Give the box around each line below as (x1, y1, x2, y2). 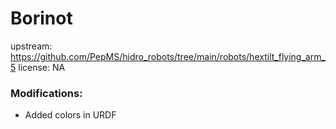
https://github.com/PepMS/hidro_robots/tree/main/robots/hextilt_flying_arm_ (10, 50, 326, 62)
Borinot (10, 7, 73, 30)
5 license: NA (10, 61, 66, 73)
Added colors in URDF (24, 109, 117, 121)
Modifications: (10, 86, 83, 100)
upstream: (10, 40, 53, 52)
